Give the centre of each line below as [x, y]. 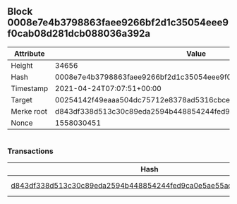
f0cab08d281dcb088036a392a [79, 34]
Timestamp [30, 88]
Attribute [29, 54]
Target [22, 100]
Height [22, 65]
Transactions [31, 151]
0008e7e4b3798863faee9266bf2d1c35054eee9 [118, 23]
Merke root [29, 111]
